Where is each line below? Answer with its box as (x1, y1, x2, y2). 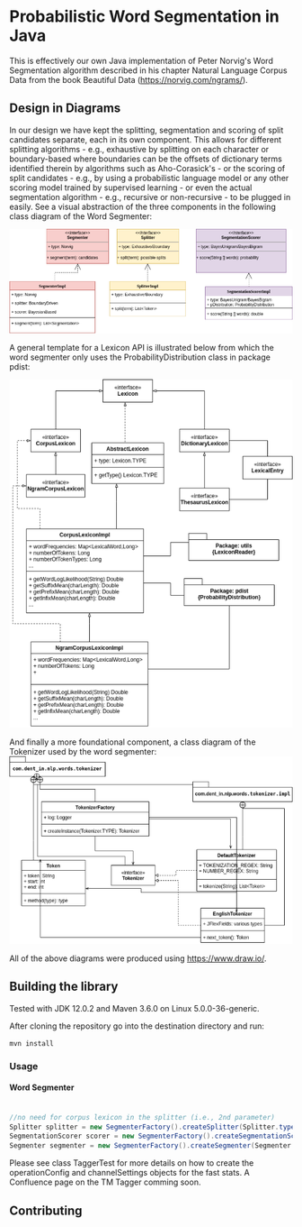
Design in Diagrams (9, 101, 121, 116)
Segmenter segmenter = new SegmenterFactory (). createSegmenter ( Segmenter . (9, 1141, 296, 1150)
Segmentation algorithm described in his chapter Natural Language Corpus (9, 65, 288, 76)
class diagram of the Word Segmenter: (9, 210, 153, 222)
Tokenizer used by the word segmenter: (9, 746, 157, 757)
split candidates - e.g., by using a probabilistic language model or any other (9, 172, 289, 183)
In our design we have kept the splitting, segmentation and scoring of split (9, 124, 284, 135)
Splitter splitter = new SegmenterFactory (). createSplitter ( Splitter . (9, 1122, 280, 1131)
